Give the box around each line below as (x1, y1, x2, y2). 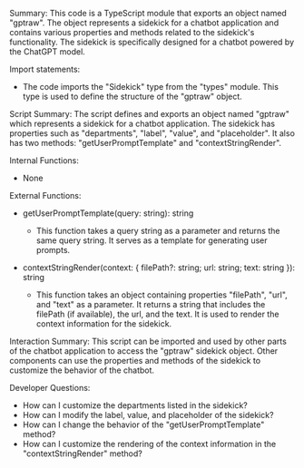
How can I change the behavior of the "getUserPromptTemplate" (22, 419, 265, 430)
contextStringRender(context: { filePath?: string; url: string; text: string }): (22, 262, 296, 273)
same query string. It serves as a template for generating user (35, 235, 268, 246)
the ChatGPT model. (9, 46, 86, 57)
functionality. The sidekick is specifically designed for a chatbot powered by (9, 36, 295, 47)
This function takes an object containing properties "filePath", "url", (35, 289, 288, 300)
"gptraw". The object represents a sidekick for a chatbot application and (9, 17, 279, 28)
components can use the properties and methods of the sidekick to (9, 356, 261, 366)
